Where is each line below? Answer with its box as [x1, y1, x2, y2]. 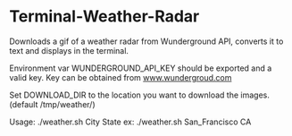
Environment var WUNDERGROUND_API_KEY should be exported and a [9, 63, 272, 73]
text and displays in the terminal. [9, 45, 129, 55]
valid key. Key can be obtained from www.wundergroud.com [9, 72, 232, 82]
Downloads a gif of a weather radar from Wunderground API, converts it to [9, 36, 284, 47]
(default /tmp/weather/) [9, 98, 96, 109]
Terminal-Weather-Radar [9, 6, 200, 27]
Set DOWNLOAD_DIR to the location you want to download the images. [9, 89, 270, 100]
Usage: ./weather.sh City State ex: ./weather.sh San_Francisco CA [9, 116, 252, 127]
